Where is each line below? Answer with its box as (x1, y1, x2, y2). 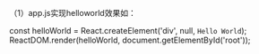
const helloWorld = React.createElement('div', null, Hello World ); (9, 26, 247, 35)
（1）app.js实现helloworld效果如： (9, 8, 136, 18)
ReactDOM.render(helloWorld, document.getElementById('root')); (9, 35, 251, 45)
